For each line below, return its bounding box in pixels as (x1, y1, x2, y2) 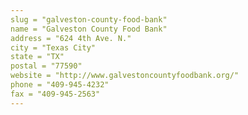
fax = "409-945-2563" (10, 89, 101, 99)
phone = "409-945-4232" (10, 80, 110, 90)
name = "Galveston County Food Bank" (10, 24, 168, 34)
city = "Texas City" (10, 42, 97, 53)
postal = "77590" (10, 61, 83, 71)
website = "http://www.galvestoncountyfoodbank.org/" (10, 71, 240, 81)
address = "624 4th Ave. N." (10, 33, 132, 43)
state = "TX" (10, 52, 65, 62)
